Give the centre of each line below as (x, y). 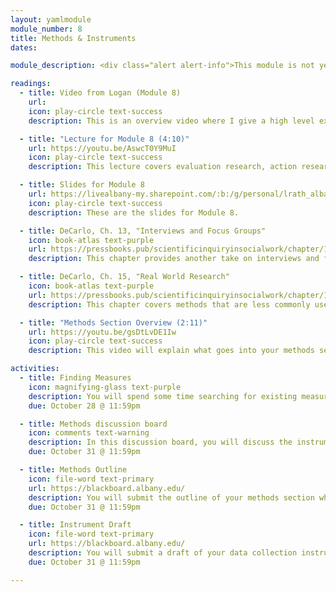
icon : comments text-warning (89, 433)
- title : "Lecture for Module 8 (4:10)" (104, 139)
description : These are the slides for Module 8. (134, 212)
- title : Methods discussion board (93, 424)
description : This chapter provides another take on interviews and (174, 259)
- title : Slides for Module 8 (82, 185)
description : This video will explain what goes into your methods (171, 351)
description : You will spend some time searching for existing (163, 396)
